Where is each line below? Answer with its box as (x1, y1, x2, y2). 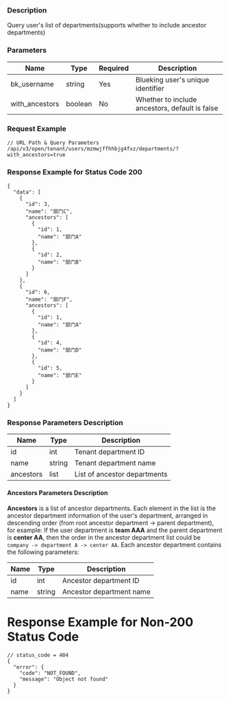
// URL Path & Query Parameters (7, 139, 99, 146)
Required (99, 63, 129, 73)
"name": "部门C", (25, 208, 73, 215)
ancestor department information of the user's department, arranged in (7, 511, 208, 520)
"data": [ (13, 189, 41, 196)
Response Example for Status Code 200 (7, 167, 142, 176)
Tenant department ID (74, 447, 145, 457)
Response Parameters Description (7, 418, 124, 428)
